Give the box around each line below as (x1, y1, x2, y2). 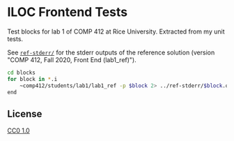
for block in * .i (7, 75, 58, 82)
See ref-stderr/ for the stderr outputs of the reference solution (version (7, 48, 215, 57)
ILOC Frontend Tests (7, 4, 127, 20)
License (7, 107, 42, 119)
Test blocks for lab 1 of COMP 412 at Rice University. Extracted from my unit (7, 27, 225, 36)
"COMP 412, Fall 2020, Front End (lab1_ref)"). (7, 55, 137, 64)
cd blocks (7, 69, 36, 76)
